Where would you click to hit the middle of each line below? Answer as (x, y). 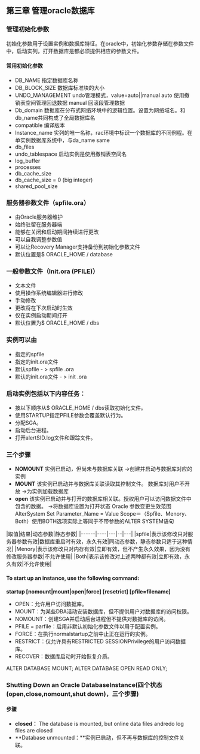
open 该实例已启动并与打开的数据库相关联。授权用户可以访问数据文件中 (103, 499)
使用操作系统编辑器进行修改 (49, 293)
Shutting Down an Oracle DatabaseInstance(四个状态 (84, 685)
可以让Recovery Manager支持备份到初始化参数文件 (77, 247)
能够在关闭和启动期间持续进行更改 (57, 232)
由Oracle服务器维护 (39, 217)
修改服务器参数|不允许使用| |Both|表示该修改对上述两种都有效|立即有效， (96, 556)
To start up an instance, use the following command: (73, 578)
